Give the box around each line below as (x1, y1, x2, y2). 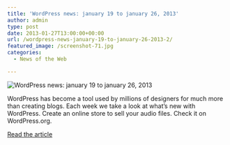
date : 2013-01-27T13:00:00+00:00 (7, 29, 105, 37)
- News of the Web (13, 56, 68, 63)
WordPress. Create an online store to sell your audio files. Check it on (7, 109, 207, 117)
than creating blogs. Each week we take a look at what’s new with (7, 102, 196, 110)
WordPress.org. (7, 116, 52, 125)
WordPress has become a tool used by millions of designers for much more (7, 94, 224, 102)
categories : (7, 49, 42, 56)
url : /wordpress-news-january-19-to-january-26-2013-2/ (7, 36, 173, 43)
